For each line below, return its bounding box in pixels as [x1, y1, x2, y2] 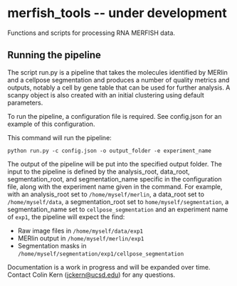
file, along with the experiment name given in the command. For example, [7, 182, 223, 191]
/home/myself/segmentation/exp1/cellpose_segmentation [17, 250, 184, 258]
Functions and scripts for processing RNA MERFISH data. [7, 28, 176, 37]
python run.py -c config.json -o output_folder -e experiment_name [7, 147, 212, 154]
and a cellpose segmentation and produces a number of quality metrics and [7, 75, 230, 84]
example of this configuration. [7, 120, 95, 128]
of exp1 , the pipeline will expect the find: [7, 212, 125, 221]
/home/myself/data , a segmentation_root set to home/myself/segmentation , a [7, 197, 229, 206]
